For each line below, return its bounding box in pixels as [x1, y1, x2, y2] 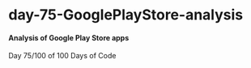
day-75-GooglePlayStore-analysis [8, 6, 244, 24]
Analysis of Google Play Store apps [8, 32, 130, 42]
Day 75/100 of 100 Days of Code [8, 51, 117, 61]
